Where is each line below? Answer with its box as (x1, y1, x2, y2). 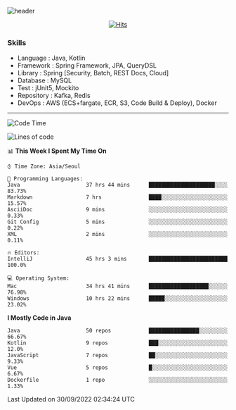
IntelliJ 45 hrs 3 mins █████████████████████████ (7, 256, 228, 263)
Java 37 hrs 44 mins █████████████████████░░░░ (7, 182, 228, 189)
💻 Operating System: (7, 275, 70, 282)
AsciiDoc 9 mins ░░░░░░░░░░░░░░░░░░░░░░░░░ (7, 206, 228, 213)
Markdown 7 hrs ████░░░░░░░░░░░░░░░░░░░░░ (7, 194, 228, 201)
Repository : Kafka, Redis (17, 92, 91, 100)
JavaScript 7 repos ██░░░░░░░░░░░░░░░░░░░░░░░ (7, 352, 228, 359)
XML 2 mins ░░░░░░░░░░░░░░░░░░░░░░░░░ (7, 231, 228, 238)
